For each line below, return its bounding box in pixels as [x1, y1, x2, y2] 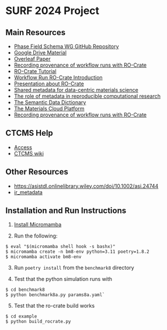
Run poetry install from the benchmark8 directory [13, 264, 135, 271]
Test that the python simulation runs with [13, 276, 112, 283]
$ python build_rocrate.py [5, 319, 71, 325]
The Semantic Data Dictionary [13, 99, 86, 106]
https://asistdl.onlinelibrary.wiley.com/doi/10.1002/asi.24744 [13, 183, 159, 190]
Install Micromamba [13, 221, 62, 228]
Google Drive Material [13, 49, 67, 56]
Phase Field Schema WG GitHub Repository [13, 43, 119, 50]
